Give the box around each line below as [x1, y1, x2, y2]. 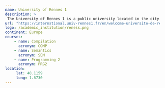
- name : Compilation [14, 39, 56, 44]
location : [5, 66, 26, 71]
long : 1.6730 [16, 75, 43, 80]
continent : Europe [5, 30, 43, 35]
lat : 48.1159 [16, 71, 43, 76]
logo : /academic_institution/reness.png [5, 25, 89, 30]
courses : [5, 35, 23, 40]
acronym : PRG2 [18, 62, 48, 66]
